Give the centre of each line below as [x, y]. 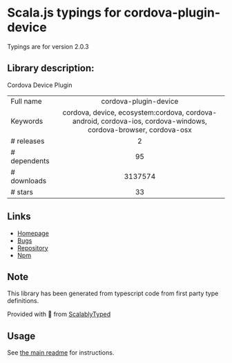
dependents [30, 160]
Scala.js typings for [64, 13]
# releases [28, 141]
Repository [32, 248]
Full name [27, 101]
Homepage [33, 233]
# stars [22, 192]
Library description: [51, 68]
